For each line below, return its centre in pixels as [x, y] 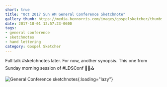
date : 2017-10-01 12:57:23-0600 [39, 23]
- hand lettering [23, 42]
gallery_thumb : [21, 19]
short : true [17, 10]
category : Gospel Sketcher [33, 46]
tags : [11, 28]
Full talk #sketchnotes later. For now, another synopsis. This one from [76, 60]
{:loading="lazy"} [95, 79]
